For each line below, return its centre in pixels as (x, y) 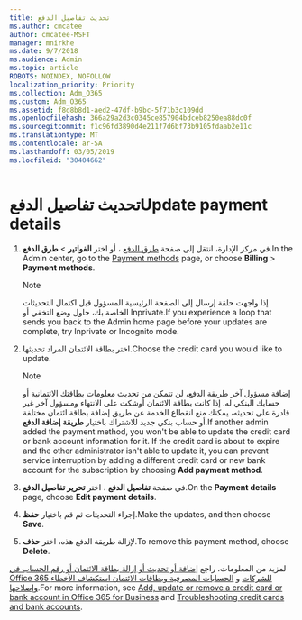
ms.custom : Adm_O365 (48, 101)
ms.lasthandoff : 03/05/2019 (62, 151)
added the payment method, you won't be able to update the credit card (156, 432)
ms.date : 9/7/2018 (44, 51)
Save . (33, 524)
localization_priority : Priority (72, 85)
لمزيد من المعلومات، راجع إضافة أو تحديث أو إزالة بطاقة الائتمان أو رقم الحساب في (148, 569)
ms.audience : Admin (46, 59)
